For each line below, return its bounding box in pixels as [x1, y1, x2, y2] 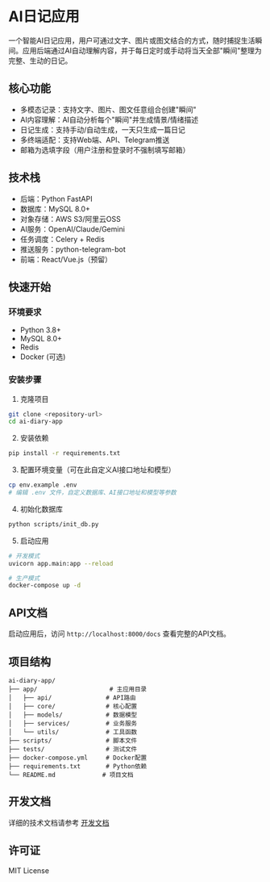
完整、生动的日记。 [8, 56, 73, 65]
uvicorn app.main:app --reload [8, 559, 114, 567]
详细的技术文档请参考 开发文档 [8, 817, 110, 827]
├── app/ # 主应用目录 [8, 685, 147, 693]
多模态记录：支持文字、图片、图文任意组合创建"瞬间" [19, 104, 197, 114]
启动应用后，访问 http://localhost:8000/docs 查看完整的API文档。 [8, 629, 231, 638]
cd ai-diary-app [8, 417, 63, 426]
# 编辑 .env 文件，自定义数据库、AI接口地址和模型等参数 [8, 489, 177, 497]
